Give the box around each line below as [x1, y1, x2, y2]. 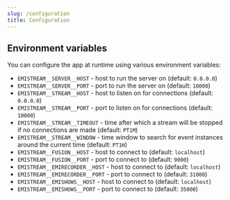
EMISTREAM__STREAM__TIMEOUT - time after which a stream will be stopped [17, 119, 223, 127]
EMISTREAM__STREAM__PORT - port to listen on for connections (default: [17, 103, 213, 112]
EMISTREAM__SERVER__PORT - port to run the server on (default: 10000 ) [17, 81, 211, 90]
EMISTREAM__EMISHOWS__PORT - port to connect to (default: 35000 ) [17, 185, 199, 193]
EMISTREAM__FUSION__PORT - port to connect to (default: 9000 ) [17, 156, 189, 164]
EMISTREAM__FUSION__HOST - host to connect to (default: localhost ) [17, 148, 205, 156]
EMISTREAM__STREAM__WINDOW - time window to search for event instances [17, 133, 224, 142]
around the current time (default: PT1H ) [17, 140, 127, 149]
